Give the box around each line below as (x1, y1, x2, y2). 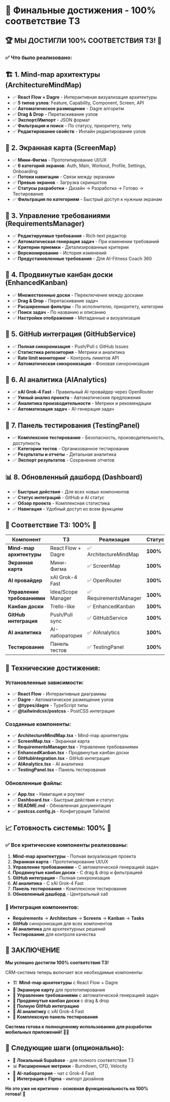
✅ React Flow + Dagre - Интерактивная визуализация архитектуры (12, 94, 157, 101)
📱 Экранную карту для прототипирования (12, 987, 105, 993)
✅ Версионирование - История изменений (12, 250, 107, 256)
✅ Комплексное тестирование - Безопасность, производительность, (12, 435, 165, 441)
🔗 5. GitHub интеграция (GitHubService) (5, 330, 136, 339)
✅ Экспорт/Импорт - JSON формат (12, 117, 90, 123)
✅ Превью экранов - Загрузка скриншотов (12, 180, 107, 186)
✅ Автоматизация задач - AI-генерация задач (12, 406, 114, 412)
